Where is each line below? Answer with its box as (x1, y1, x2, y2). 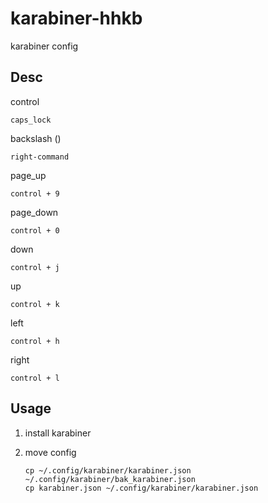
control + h (10, 336, 60, 346)
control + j (10, 262, 60, 272)
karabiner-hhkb (10, 7, 143, 30)
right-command (10, 152, 70, 162)
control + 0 (10, 225, 60, 236)
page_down (10, 206, 59, 218)
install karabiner (24, 427, 92, 439)
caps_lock (10, 115, 52, 125)
